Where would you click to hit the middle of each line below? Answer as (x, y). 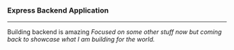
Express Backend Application (58, 10)
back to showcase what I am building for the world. (81, 40)
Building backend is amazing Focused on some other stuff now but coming (115, 32)
